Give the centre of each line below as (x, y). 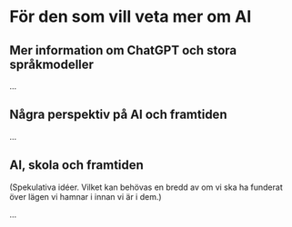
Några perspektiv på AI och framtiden (118, 115)
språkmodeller (51, 64)
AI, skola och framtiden (76, 165)
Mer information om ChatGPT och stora (123, 50)
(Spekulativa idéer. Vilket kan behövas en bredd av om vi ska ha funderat (146, 187)
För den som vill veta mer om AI (131, 17)
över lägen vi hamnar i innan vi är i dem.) (86, 196)
